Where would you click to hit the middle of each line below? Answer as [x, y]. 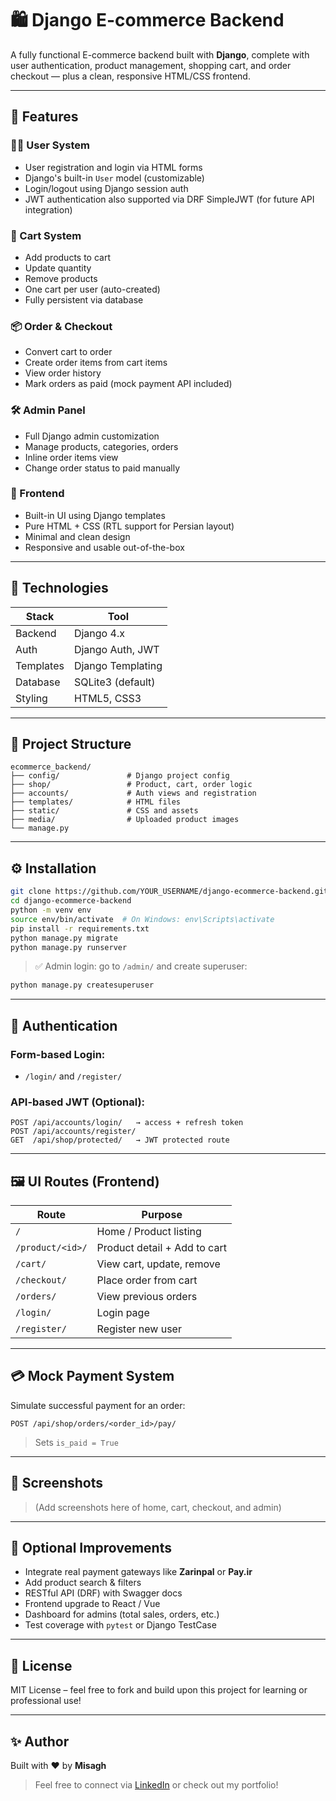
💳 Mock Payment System [92, 1376]
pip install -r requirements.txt [80, 928]
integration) [48, 209]
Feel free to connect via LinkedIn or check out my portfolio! [156, 1785]
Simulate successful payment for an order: [98, 1405]
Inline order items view [71, 457]
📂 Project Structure [71, 744]
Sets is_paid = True [76, 1442]
